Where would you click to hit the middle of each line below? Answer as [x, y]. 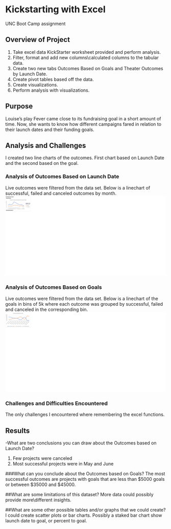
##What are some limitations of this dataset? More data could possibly [80, 495]
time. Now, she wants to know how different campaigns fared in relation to [83, 124]
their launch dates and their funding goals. [50, 130]
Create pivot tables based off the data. [53, 79]
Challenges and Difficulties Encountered [57, 403]
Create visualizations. [35, 84]
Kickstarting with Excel [55, 9]
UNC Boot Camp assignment [35, 24]
